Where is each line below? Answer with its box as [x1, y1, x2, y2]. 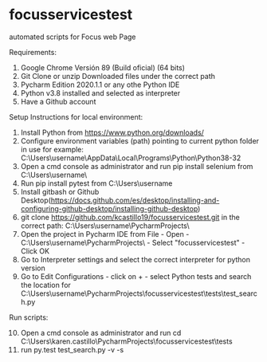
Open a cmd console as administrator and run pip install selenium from [20, 161, 253, 171]
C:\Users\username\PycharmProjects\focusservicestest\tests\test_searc [20, 289, 258, 298]
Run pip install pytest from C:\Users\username [20, 178, 173, 188]
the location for [20, 280, 71, 289]
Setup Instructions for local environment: [9, 112, 143, 121]
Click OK [20, 246, 50, 256]
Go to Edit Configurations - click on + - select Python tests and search [20, 271, 252, 281]
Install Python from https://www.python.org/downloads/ [20, 128, 204, 137]
